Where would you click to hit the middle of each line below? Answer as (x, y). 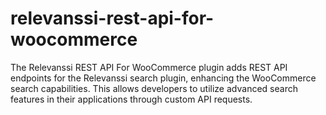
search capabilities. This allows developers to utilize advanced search (154, 88)
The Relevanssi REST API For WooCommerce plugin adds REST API (149, 67)
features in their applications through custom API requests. (131, 99)
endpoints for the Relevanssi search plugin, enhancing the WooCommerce (163, 78)
